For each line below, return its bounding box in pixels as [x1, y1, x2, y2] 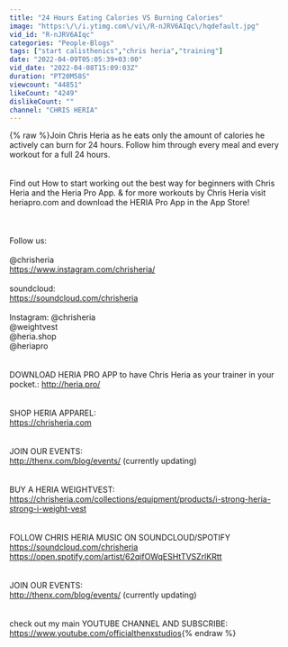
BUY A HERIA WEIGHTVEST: [9, 484, 115, 496]
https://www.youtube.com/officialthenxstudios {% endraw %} [9, 628, 237, 639]
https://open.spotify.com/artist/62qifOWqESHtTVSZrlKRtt [9, 551, 222, 562]
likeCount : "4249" [9, 88, 78, 97]
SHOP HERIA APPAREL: [9, 407, 96, 419]
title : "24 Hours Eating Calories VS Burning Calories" [9, 13, 223, 23]
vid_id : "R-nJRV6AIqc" [9, 30, 94, 39]
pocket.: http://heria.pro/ [9, 379, 101, 390]
